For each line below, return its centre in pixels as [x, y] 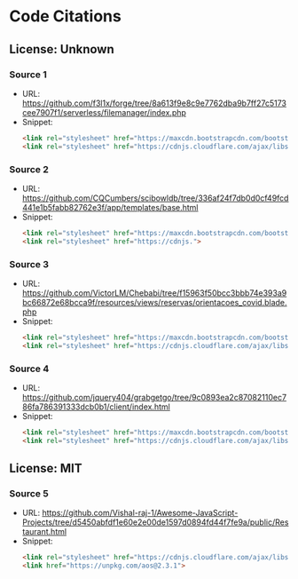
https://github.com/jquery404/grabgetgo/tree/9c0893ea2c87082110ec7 [154, 398]
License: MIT [46, 468]
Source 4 [29, 369]
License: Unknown [62, 49]
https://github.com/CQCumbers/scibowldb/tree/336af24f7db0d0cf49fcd [155, 198]
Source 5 [29, 494]
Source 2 [29, 169]
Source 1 [28, 75]
